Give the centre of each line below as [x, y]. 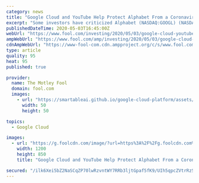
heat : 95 [17, 61]
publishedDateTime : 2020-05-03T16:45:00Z [58, 28]
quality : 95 [21, 56]
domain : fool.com [33, 89]
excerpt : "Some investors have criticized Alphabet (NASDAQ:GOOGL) [91, 23]
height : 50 [35, 111]
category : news [25, 12]
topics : [16, 122]
